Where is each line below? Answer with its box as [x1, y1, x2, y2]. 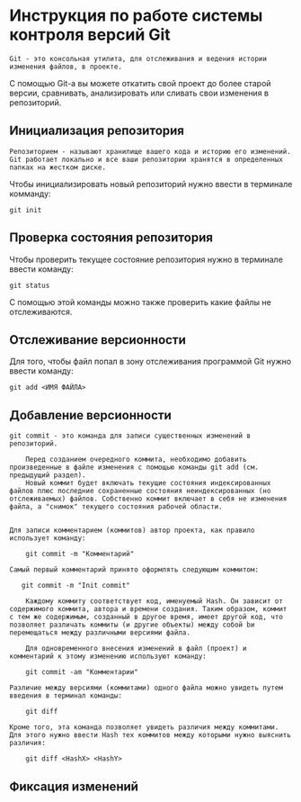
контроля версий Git [9, 24, 171, 45]
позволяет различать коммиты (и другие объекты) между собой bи [9, 620, 255, 630]
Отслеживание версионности [9, 332, 187, 347]
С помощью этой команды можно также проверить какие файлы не [9, 296, 272, 307]
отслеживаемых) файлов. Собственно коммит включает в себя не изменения [9, 494, 288, 504]
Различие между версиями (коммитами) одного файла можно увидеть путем [9, 683, 283, 693]
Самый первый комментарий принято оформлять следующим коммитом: [9, 565, 259, 574]
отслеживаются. [9, 306, 73, 317]
